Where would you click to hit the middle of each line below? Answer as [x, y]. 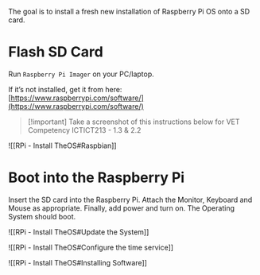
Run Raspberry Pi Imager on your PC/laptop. [81, 74]
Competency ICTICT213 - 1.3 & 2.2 [84, 130]
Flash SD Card [56, 52]
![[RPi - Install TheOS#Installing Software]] [78, 262]
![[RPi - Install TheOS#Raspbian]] [62, 145]
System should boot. [42, 216]
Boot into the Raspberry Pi [97, 178]
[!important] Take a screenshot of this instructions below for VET [134, 122]
